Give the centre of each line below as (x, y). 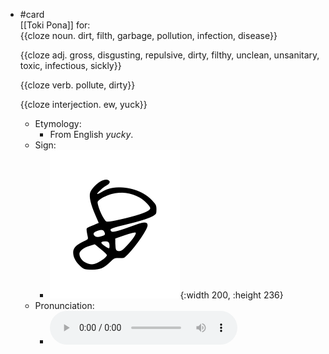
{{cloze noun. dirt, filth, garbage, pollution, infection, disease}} (148, 35)
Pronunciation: (64, 305)
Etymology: (58, 123)
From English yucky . (91, 134)
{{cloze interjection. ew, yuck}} (83, 104)
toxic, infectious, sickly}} (70, 65)
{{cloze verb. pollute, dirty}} (77, 85)
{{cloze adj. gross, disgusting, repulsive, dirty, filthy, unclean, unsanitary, (169, 55)
